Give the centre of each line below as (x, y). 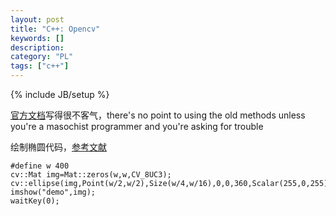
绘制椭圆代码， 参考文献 (58, 147)
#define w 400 (40, 166)
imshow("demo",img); (53, 192)
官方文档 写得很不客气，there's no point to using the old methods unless (158, 115)
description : (37, 47)
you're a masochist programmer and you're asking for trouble (137, 126)
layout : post (37, 19)
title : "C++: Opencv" (55, 29)
